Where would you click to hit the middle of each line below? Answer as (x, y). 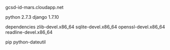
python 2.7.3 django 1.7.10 (32, 17)
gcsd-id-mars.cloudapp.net (34, 7)
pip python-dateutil (26, 42)
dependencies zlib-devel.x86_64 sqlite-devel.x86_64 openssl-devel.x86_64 (85, 27)
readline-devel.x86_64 (29, 32)
